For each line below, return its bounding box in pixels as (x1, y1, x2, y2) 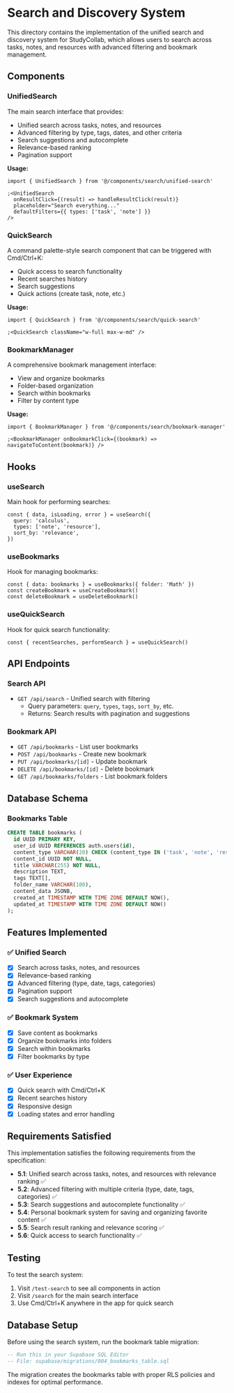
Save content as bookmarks (17, 1029, 98, 1037)
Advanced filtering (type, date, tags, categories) (17, 979, 156, 987)
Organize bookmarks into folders (17, 1036, 112, 1045)
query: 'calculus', (13, 517, 70, 524)
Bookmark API (7, 727, 57, 737)
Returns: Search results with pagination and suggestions (27, 709, 190, 718)
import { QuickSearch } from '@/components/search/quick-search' (7, 316, 201, 323)
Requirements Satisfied (7, 1130, 111, 1142)
